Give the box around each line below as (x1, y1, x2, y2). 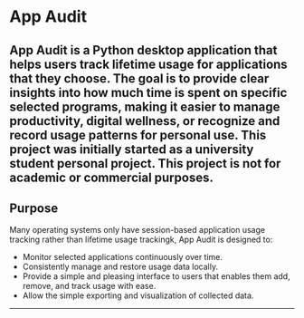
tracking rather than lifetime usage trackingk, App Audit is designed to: (9, 234, 273, 246)
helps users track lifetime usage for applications (9, 56, 288, 72)
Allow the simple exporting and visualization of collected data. (22, 290, 254, 301)
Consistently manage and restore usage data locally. (22, 261, 219, 273)
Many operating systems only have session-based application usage (9, 225, 265, 236)
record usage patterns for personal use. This (9, 127, 267, 142)
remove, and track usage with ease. (22, 281, 157, 292)
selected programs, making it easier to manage (9, 99, 280, 114)
